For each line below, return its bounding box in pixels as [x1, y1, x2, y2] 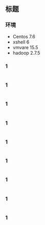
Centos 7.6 [12, 33, 36, 39]
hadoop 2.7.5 [12, 50, 40, 56]
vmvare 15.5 [12, 44, 38, 50]
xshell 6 [12, 39, 30, 45]
